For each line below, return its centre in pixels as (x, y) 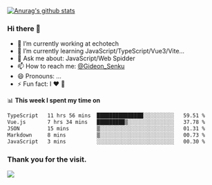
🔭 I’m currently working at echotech (68, 44)
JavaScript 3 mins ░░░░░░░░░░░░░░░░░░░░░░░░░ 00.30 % (106, 141)
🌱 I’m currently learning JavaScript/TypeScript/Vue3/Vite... (101, 51)
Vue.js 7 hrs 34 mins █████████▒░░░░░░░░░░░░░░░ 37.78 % (106, 122)
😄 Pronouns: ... (39, 76)
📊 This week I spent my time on (54, 100)
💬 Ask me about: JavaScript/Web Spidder (76, 58)
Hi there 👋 (24, 28)
